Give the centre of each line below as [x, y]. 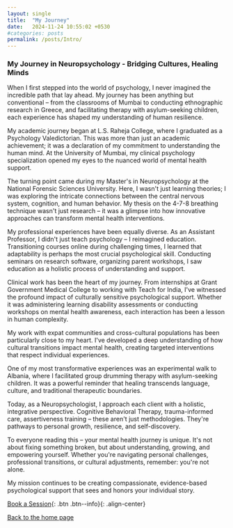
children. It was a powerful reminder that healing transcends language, [109, 383]
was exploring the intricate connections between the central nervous [106, 196]
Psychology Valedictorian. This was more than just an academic [99, 138]
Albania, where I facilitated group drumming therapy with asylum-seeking [112, 376]
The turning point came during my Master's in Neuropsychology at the [108, 181]
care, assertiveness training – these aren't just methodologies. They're [108, 419]
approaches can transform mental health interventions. [86, 218]
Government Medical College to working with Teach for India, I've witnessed [116, 290]
